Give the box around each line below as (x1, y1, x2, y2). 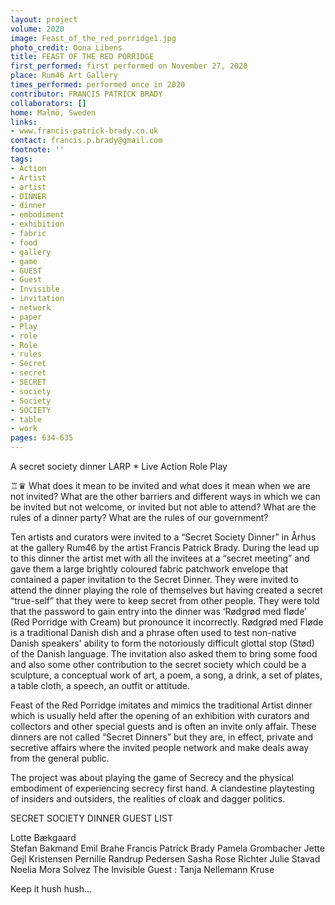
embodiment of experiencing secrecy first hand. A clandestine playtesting (10, 782, 315, 794)
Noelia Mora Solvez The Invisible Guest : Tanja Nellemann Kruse (10, 864, 275, 875)
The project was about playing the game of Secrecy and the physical (10, 772, 294, 783)
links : (10, 117, 38, 127)
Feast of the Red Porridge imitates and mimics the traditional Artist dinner (10, 699, 313, 711)
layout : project (10, 14, 78, 25)
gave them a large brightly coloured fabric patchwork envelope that (10, 563, 289, 575)
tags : (10, 154, 33, 164)
